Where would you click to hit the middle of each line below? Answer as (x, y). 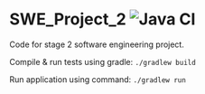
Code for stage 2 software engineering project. (97, 44)
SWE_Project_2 (68, 19)
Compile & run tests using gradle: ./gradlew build (102, 61)
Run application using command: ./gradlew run (98, 79)
